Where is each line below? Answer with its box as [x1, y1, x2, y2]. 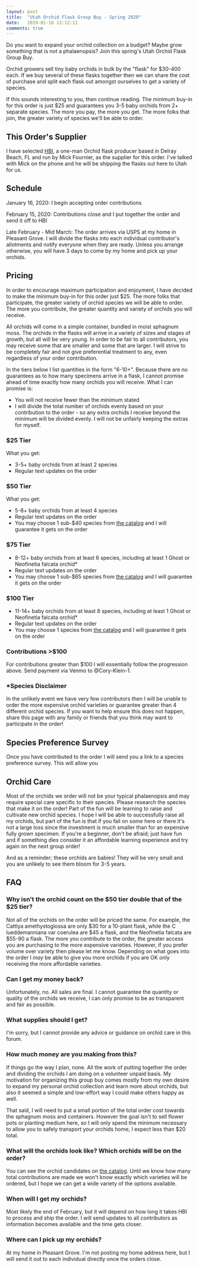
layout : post [6, 8, 38, 15]
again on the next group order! [6, 843, 81, 850]
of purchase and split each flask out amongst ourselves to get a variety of [6, 78, 186, 85]
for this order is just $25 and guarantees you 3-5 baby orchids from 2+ [6, 102, 179, 109]
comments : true [6, 25, 44, 31]
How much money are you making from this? [6, 1050, 137, 1059]
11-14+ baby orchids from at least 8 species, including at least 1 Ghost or [14, 607, 191, 614]
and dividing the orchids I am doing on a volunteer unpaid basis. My [6, 1070, 171, 1077]
